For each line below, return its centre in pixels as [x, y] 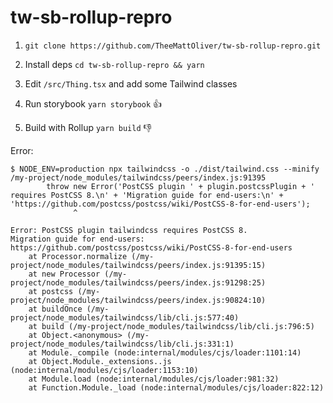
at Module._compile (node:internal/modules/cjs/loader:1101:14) [165, 352]
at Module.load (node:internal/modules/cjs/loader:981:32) [154, 379]
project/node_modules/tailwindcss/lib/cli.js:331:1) [122, 344]
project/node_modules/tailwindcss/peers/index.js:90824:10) [138, 300]
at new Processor [64, 274]
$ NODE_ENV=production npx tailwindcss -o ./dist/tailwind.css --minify [165, 169]
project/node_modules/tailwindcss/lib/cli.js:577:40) [125, 317]
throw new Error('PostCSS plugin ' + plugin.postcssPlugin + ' [180, 186]
